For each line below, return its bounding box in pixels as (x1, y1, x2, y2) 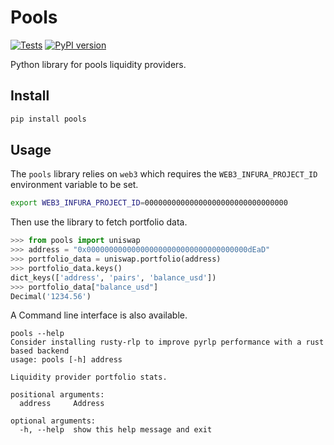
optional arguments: (10, 416, 97, 426)
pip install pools (10, 114, 87, 124)
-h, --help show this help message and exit (19, 425, 213, 435)
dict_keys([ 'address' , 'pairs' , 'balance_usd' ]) (10, 272, 217, 283)
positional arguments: (10, 390, 105, 400)
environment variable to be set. (10, 179, 139, 191)
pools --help (10, 329, 65, 339)
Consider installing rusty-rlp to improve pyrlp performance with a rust (10, 337, 325, 348)
